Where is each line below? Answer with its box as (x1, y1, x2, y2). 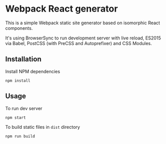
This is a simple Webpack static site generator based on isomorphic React (5, 20, 160, 26)
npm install (5, 78, 30, 83)
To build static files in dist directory (5, 124, 80, 130)
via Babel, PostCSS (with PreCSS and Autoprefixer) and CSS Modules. (5, 40, 152, 46)
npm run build (5, 133, 36, 139)
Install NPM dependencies (5, 68, 60, 74)
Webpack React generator (5, 3, 118, 15)
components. (5, 25, 33, 31)
